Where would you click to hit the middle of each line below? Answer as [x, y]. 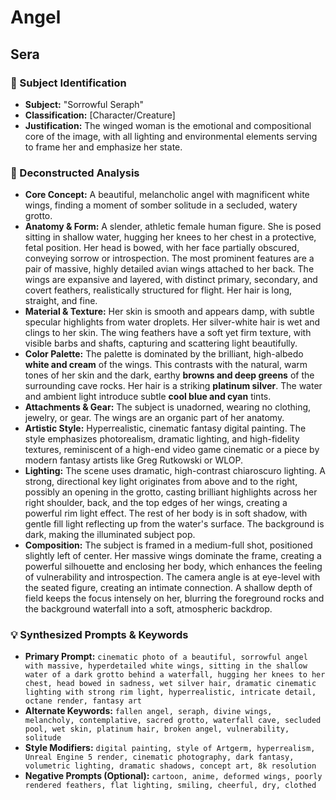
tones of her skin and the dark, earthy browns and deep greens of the [169, 375]
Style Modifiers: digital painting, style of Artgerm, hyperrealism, [170, 748]
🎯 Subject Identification [68, 83]
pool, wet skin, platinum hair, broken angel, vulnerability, [157, 729]
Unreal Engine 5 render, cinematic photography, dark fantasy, [159, 757]
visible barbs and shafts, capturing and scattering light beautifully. [161, 343]
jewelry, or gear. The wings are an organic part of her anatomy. [154, 418]
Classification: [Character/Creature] [100, 115]
